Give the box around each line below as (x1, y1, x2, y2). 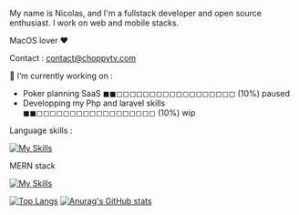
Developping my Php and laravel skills (22, 97, 166, 108)
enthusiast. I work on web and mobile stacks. (9, 17, 180, 28)
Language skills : (9, 125, 73, 136)
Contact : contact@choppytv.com (9, 53, 137, 63)
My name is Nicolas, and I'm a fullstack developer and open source (9, 8, 263, 18)
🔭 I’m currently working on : (9, 70, 114, 81)
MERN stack (9, 160, 57, 171)
